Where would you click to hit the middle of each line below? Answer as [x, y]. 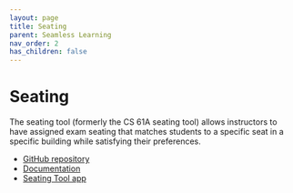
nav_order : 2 [34, 43]
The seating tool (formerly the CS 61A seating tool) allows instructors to [143, 122]
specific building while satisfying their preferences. [106, 141]
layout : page [34, 18]
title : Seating [38, 26]
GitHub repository [56, 159]
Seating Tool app [54, 178]
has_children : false [49, 52]
